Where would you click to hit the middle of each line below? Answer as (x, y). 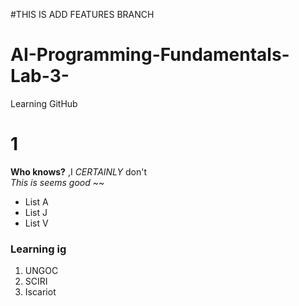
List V (36, 223)
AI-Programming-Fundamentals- (150, 55)
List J (36, 212)
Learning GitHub (44, 103)
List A (36, 201)
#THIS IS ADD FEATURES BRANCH (82, 14)
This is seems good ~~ (57, 182)
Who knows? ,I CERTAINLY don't (79, 171)
